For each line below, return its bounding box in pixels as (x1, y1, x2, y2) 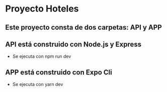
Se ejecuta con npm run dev (12, 53, 71, 59)
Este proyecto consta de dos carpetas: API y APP (5, 23, 162, 32)
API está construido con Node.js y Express (5, 40, 142, 48)
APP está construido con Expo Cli (5, 68, 112, 76)
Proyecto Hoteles (5, 3, 79, 15)
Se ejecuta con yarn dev (12, 81, 63, 87)
